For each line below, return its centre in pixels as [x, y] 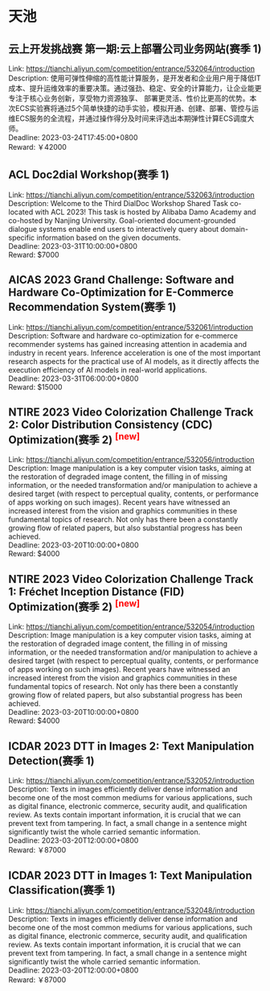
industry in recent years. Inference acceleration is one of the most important [135, 353]
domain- [235, 229]
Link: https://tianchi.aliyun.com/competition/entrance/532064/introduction [132, 68]
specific [22, 237]
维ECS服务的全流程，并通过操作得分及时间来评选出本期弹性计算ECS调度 [128, 118]
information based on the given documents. [108, 237]
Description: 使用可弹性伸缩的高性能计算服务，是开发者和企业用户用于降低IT [135, 78]
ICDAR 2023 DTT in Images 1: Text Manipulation [131, 875]
